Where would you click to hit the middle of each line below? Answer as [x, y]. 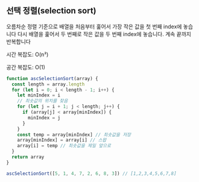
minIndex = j [44, 118]
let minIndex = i [39, 95]
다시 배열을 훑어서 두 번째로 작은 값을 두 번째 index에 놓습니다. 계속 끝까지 [104, 34]
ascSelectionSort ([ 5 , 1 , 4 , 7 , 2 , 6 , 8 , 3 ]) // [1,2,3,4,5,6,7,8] [91, 174]
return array [28, 157]
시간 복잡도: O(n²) [27, 54]
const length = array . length [48, 84]
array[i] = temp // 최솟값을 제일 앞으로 [64, 146]
